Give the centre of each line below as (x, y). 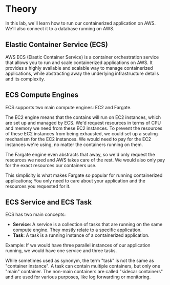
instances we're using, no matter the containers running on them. (74, 145)
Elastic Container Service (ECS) (57, 45)
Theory (21, 9)
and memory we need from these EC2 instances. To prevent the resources (84, 128)
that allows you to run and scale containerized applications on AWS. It (79, 63)
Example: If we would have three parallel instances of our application (78, 245)
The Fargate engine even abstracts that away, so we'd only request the (80, 154)
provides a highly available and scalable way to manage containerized (79, 68)
